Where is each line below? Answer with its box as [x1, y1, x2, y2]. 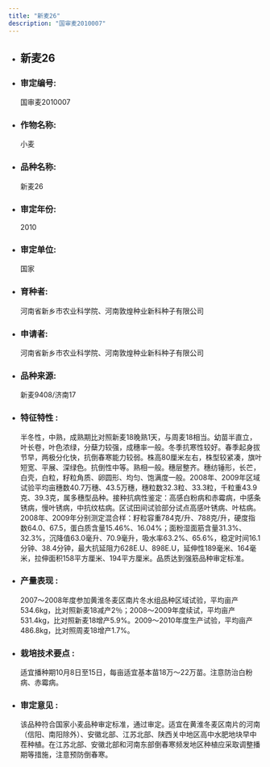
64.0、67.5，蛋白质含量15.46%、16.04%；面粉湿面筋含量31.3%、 [27, 522, 247, 533]
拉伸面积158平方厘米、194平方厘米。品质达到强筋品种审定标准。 [34, 553, 248, 563]
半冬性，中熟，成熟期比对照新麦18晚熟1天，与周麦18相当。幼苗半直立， [19, 432, 257, 442]
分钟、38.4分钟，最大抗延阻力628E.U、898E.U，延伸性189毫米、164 [19, 543, 250, 553]
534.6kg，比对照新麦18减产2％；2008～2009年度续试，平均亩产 [19, 605, 236, 614]
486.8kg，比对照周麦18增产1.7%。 [19, 625, 135, 635]
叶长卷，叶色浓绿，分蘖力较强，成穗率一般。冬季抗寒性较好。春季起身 [19, 442, 254, 452]
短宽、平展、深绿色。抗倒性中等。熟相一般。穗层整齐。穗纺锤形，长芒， [19, 462, 260, 472]
